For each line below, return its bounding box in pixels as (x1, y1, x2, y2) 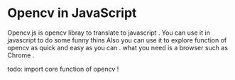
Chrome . (7, 51, 35, 59)
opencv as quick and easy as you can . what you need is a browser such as (7, 43, 229, 52)
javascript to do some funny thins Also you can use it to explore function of (7, 35, 227, 44)
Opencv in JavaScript (7, 5, 137, 21)
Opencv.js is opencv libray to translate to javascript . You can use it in (7, 28, 211, 37)
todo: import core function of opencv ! (7, 64, 119, 73)
